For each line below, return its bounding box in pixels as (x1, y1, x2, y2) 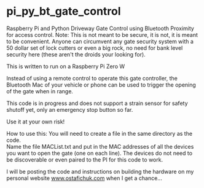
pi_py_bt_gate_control (6, 4, 121, 18)
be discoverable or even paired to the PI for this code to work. (6, 155, 163, 163)
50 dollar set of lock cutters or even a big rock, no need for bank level (6, 44, 183, 52)
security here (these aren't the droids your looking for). (6, 50, 146, 58)
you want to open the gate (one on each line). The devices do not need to (6, 149, 192, 157)
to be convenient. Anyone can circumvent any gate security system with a (6, 37, 194, 45)
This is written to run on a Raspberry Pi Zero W (6, 63, 125, 70)
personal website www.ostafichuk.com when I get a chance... (6, 174, 163, 182)
